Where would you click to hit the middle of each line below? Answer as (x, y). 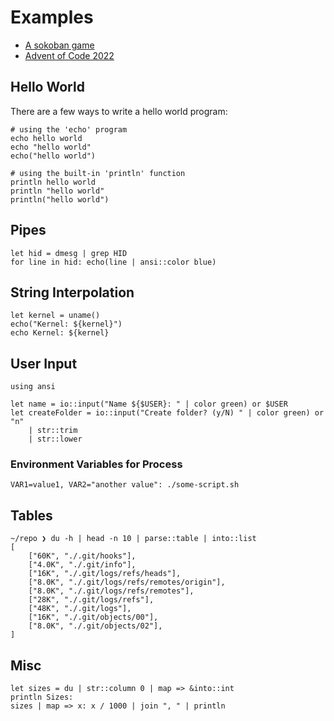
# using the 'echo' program (69, 129)
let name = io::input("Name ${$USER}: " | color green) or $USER (149, 404)
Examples (52, 17)
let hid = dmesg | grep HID (69, 253)
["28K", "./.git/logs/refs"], (91, 600)
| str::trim (53, 431)
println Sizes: (42, 697)
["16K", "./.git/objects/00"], (93, 617)
